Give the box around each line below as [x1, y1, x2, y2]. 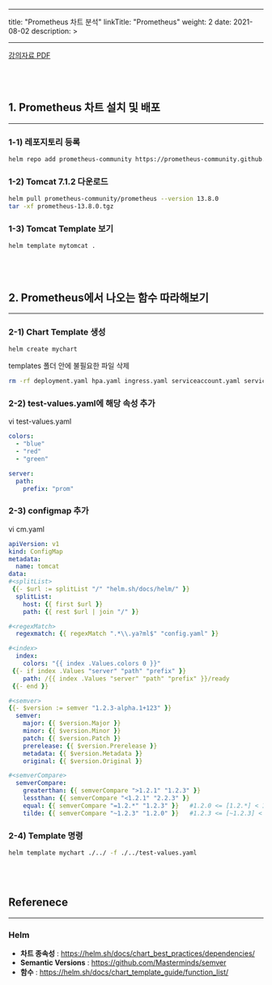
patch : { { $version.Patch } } [23, 734, 121, 742]
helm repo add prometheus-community [8, 156, 132, 164]
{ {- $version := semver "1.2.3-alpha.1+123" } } [8, 704, 172, 713]
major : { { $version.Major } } [23, 719, 121, 727]
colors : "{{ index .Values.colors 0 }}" [23, 659, 161, 668]
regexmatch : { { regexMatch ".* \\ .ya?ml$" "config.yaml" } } [15, 629, 219, 638]
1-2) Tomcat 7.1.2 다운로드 [8, 176, 108, 187]
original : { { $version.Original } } [23, 757, 143, 765]
